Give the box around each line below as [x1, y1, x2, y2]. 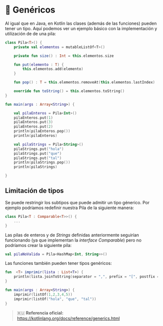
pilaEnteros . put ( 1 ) [14, 115, 53, 120]
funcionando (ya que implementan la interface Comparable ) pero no [5, 237, 142, 243]
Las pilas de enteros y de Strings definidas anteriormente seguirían [5, 232, 139, 238]
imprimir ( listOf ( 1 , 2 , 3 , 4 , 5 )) [14, 292, 73, 297]
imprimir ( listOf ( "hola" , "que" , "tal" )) [14, 296, 97, 301]
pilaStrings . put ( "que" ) [14, 151, 62, 156]
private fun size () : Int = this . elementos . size [14, 53, 114, 58]
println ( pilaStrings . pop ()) [14, 160, 70, 165]
